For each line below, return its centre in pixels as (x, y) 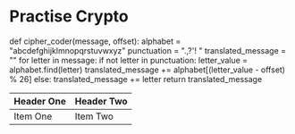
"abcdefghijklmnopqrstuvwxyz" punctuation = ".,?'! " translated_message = (148, 50)
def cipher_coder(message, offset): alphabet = (95, 41)
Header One (40, 101)
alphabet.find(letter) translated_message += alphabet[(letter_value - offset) (147, 70)
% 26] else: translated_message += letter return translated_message (136, 79)
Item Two (94, 116)
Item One (33, 116)
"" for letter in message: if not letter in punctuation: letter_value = (129, 60)
